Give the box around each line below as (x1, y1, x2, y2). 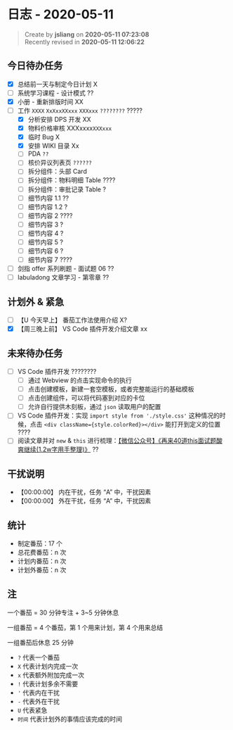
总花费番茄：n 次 (17, 548, 67, 556)
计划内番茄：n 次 (17, 557, 67, 565)
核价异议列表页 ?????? (27, 158, 93, 167)
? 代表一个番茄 (17, 653, 60, 662)
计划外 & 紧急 (7, 296, 65, 308)
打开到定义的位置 (171, 420, 221, 429)
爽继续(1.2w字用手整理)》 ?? (17, 445, 99, 454)
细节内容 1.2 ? (27, 202, 68, 211)
